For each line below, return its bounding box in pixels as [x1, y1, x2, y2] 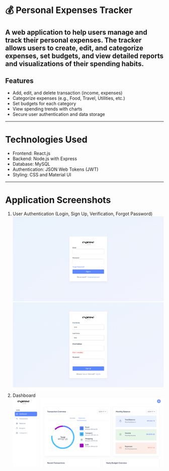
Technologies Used [5, 133, 88, 145]
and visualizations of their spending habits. [5, 59, 144, 68]
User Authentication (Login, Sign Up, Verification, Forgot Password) [12, 211, 153, 217]
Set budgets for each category [12, 101, 76, 107]
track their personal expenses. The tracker [5, 36, 142, 44]
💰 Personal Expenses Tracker [5, 5, 133, 16]
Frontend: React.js [12, 150, 51, 157]
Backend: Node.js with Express [12, 156, 77, 162]
